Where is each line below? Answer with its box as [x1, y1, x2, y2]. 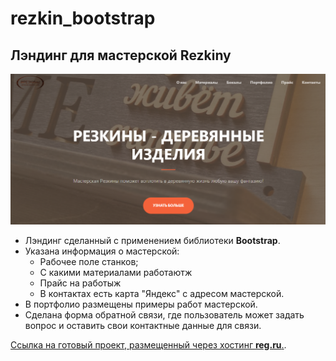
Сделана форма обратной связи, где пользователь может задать [24, 308, 305, 321]
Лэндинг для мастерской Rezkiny [10, 47, 232, 64]
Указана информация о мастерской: [24, 245, 180, 257]
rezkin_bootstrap [10, 7, 156, 30]
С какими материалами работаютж [39, 266, 193, 278]
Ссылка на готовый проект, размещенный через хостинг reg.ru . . [10, 338, 287, 351]
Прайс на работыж [39, 277, 122, 289]
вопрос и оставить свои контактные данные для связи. [24, 319, 262, 331]
